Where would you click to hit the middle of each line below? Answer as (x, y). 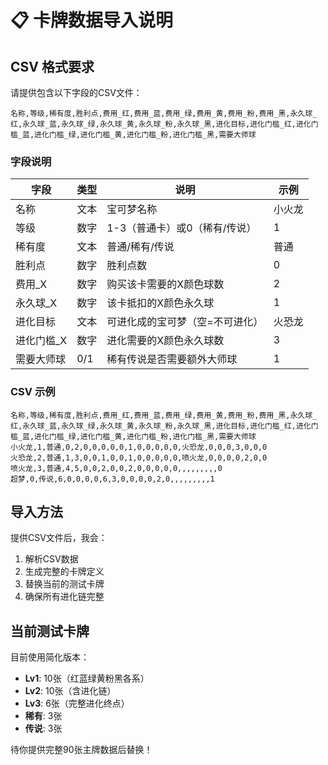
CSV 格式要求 (52, 66)
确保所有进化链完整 (64, 597)
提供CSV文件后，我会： (59, 538)
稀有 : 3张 (43, 716)
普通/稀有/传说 (140, 247)
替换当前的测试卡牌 (64, 584)
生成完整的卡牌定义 (64, 572)
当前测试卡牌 (50, 631)
